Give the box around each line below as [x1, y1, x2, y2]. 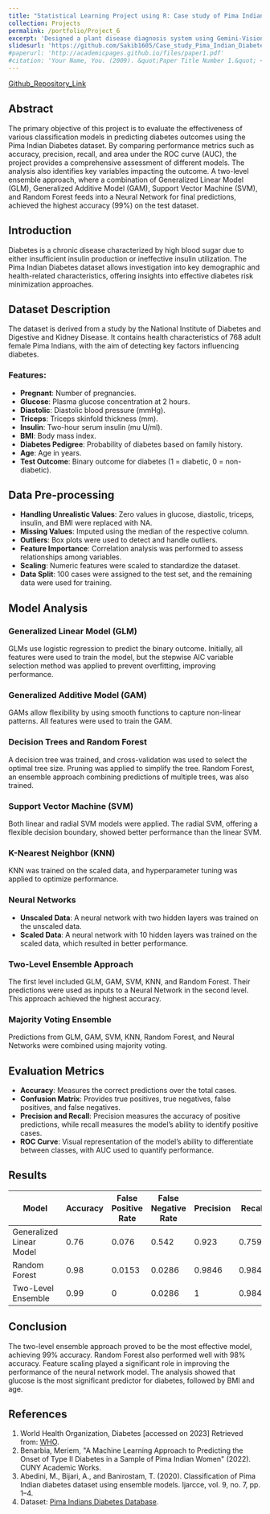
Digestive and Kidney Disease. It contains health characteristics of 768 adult [8, 332, 261, 342]
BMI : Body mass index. [19, 431, 96, 440]
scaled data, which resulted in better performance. [19, 939, 189, 948]
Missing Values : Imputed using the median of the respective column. [19, 526, 249, 536]
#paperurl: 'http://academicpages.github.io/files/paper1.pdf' [8, 49, 225, 57]
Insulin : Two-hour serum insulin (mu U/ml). [19, 422, 163, 431]
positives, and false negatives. [19, 1103, 121, 1112]
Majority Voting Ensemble [8, 1013, 112, 1025]
